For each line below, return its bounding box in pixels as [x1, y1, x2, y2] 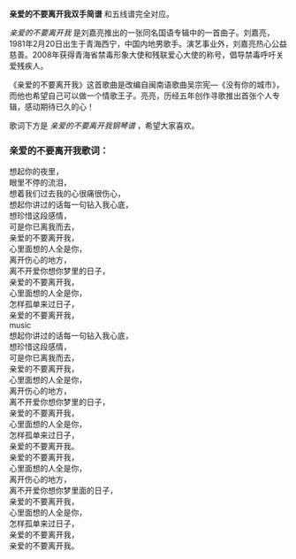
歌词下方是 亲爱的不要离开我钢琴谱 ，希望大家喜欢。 [9, 120, 200, 131]
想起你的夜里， [9, 166, 64, 177]
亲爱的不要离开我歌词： [9, 144, 109, 157]
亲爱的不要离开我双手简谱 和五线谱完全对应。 [9, 9, 174, 19]
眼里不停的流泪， [9, 177, 72, 188]
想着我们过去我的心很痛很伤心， [9, 188, 125, 199]
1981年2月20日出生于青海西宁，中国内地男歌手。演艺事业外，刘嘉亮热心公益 [9, 39, 287, 49]
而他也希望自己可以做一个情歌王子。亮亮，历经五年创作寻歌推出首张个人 [9, 90, 272, 101]
